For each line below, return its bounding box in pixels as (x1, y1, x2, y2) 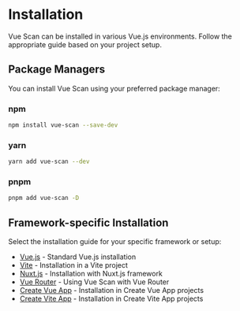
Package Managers (8, 63, 106, 76)
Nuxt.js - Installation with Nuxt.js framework (19, 269, 163, 279)
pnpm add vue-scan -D (8, 194, 80, 202)
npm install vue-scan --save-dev (8, 121, 118, 129)
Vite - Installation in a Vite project (19, 261, 129, 270)
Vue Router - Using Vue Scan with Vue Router (19, 277, 170, 287)
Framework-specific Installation (8, 216, 169, 229)
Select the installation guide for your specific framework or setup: (8, 237, 222, 246)
